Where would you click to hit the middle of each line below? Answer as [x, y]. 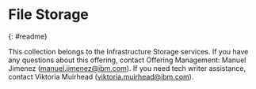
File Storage [49, 15]
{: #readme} [28, 36]
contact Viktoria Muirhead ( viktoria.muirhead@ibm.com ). [101, 76]
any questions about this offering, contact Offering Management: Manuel [127, 60]
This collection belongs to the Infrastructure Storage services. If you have [128, 51]
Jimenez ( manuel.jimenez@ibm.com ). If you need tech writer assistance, [127, 68]
